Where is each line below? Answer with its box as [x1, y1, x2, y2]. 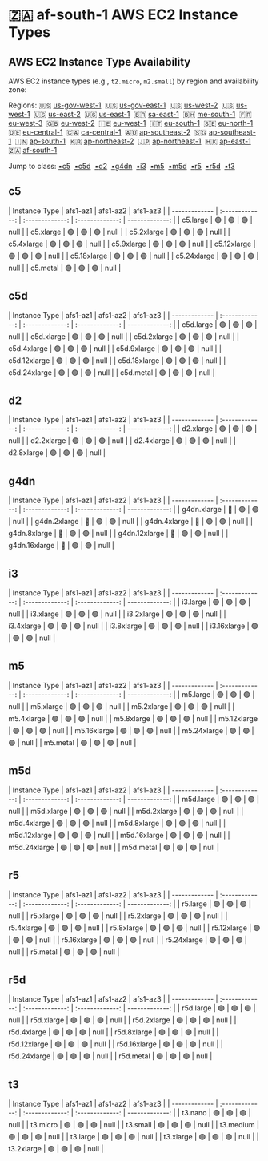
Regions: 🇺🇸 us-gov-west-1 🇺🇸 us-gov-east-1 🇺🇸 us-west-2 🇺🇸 [8, 100, 234, 110]
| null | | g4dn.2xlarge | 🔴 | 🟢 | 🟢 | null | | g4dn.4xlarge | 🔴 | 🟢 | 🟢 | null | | [8, 517, 254, 526]
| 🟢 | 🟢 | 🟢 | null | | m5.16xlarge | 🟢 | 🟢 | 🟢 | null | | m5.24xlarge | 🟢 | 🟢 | [8, 725, 254, 735]
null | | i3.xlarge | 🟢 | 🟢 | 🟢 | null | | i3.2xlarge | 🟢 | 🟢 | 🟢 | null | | [8, 609, 226, 619]
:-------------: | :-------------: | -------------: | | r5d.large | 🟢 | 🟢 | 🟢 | [22, 1003, 256, 1013]
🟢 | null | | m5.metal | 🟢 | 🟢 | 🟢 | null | [8, 737, 137, 747]
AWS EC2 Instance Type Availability [8, 54, 191, 69]
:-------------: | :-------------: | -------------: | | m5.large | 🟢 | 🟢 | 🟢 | [22, 689, 255, 699]
